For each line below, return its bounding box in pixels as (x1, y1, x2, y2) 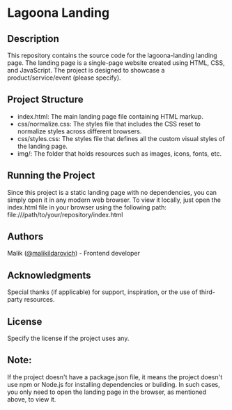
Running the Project (7, 170, 95, 182)
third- (199, 288, 216, 296)
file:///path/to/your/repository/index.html (7, 210, 123, 219)
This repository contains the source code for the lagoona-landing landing (7, 51, 217, 59)
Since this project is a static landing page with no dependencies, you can (7, 188, 217, 196)
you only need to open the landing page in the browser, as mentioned (7, 388, 207, 396)
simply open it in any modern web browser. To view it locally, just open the (7, 196, 222, 204)
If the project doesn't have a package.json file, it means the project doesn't (7, 372, 223, 381)
